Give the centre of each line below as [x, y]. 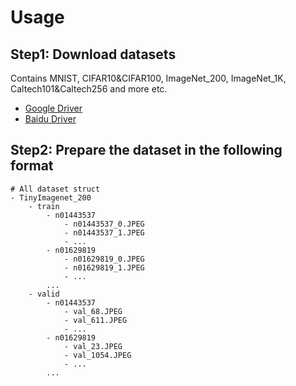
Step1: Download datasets [93, 54]
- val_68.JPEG [93, 311]
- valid [44, 294]
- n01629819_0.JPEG [104, 259]
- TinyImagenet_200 [51, 197]
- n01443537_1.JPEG [104, 232]
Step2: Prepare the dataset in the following [146, 150]
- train [44, 206]
